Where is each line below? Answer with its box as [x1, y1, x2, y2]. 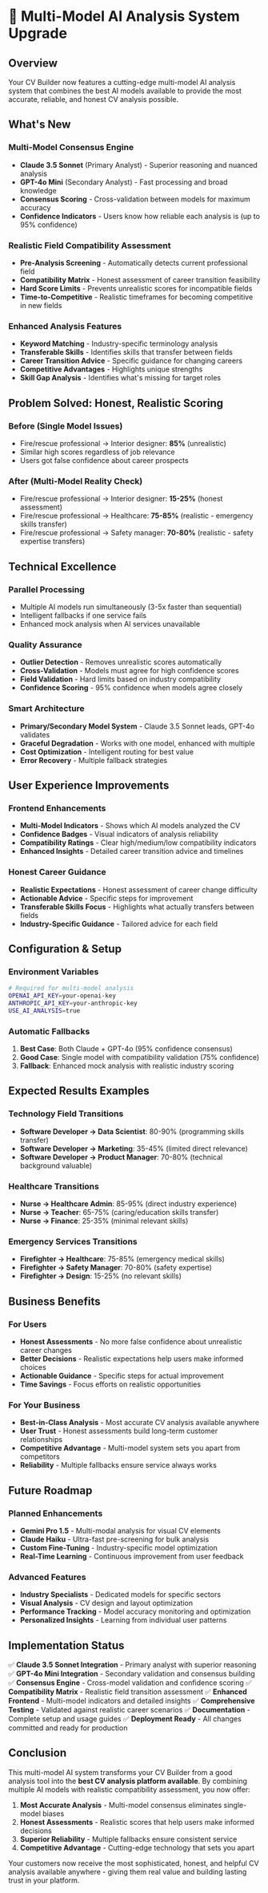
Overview [8, 56, 58, 70]
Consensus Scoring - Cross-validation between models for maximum [19, 194, 250, 204]
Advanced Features [8, 1571, 86, 1582]
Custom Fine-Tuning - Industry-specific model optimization [19, 1542, 218, 1552]
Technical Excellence [8, 559, 117, 573]
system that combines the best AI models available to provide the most [8, 86, 242, 95]
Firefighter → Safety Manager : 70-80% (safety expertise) [19, 1263, 212, 1273]
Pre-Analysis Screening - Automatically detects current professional [19, 258, 248, 267]
